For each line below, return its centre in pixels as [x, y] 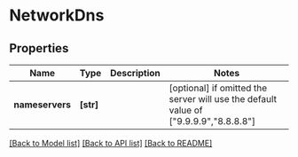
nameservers [42, 105]
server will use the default [223, 99]
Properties [39, 48]
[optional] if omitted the [218, 88]
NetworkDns [57, 16]
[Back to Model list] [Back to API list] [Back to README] [111, 143]
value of [186, 110]
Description [135, 73]
